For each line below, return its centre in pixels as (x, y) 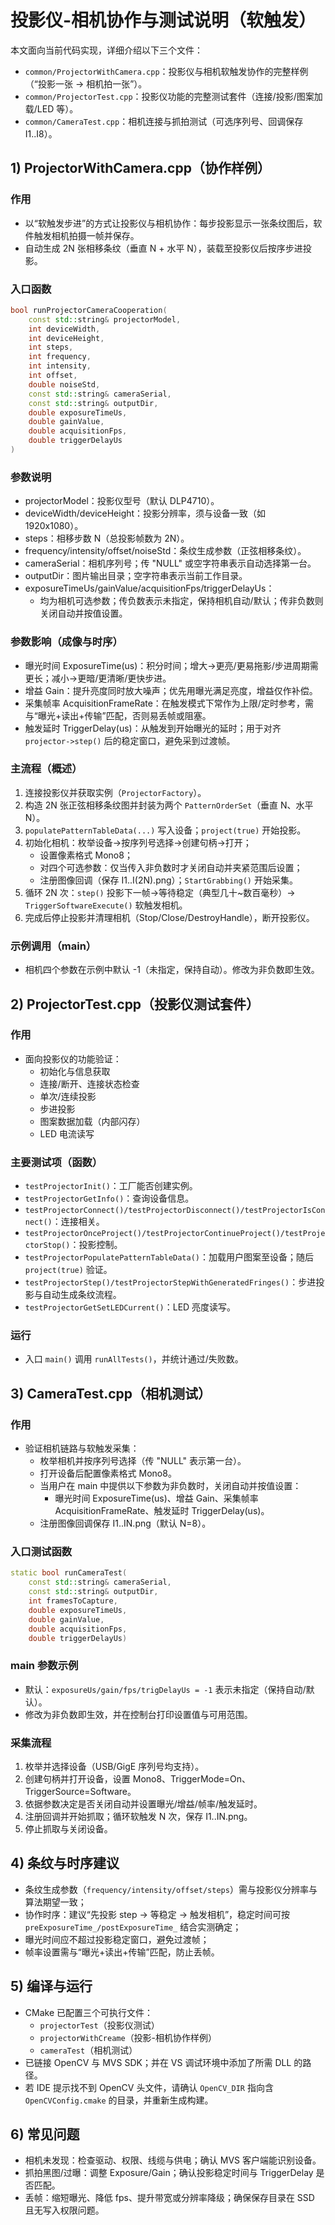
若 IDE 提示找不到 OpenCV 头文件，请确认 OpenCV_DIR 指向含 (149, 2087)
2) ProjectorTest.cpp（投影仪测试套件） (135, 1004)
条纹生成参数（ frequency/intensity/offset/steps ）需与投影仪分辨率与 (171, 1889)
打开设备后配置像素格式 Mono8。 (108, 1473)
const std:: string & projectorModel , (105, 319)
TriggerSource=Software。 (80, 1791)
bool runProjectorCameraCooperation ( (89, 310)
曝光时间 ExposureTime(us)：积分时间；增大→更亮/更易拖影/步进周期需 (171, 665)
